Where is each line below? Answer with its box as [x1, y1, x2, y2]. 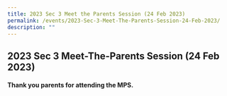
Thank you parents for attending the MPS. [7, 81, 133, 90]
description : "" [7, 23, 55, 31]
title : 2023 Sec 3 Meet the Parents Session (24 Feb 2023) [7, 10, 186, 18]
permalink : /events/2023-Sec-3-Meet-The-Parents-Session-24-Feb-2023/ [7, 17, 221, 24]
